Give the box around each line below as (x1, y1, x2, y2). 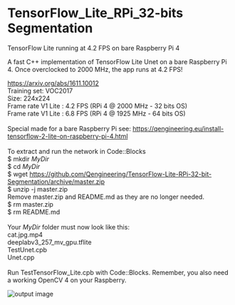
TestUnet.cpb (7, 245, 48, 254)
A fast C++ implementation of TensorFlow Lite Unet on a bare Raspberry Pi (7, 57, 227, 66)
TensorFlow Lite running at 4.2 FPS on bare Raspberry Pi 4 (7, 43, 180, 52)
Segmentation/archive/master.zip (7, 177, 105, 186)
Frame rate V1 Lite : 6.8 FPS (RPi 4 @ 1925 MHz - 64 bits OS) (7, 109, 187, 118)
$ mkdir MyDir (7, 155, 50, 163)
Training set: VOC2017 (7, 86, 73, 95)
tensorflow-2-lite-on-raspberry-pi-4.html (7, 132, 128, 140)
